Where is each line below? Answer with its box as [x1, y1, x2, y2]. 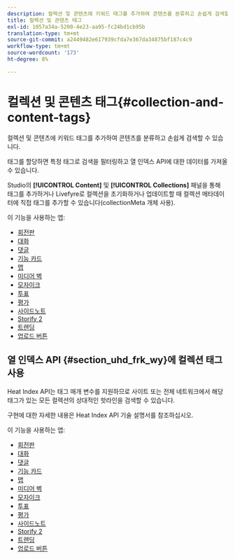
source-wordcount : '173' [7, 50, 80, 57]
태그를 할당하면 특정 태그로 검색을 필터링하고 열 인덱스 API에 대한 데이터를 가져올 [7, 157, 228, 165]
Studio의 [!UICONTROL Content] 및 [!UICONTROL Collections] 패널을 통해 [7, 181, 221, 189]
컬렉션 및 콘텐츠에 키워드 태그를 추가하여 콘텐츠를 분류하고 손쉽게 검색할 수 [7, 134, 211, 142]
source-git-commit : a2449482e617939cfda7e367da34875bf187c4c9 [7, 36, 192, 43]
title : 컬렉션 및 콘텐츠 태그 [7, 17, 83, 24]
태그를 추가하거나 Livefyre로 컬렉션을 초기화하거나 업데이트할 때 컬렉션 [7, 190, 201, 198]
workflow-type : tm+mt [7, 43, 71, 50]
